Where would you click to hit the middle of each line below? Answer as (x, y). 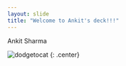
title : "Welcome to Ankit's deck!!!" (63, 21)
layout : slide (28, 14)
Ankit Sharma (27, 40)
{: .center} (64, 55)
